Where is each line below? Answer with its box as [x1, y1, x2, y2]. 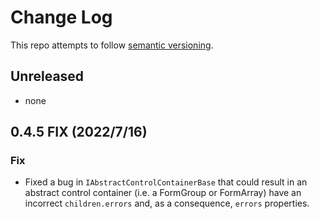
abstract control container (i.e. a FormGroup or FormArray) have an [24, 187, 302, 199]
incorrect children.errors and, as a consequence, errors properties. [24, 197, 310, 210]
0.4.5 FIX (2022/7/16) [10, 124, 148, 141]
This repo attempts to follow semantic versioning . [10, 39, 214, 51]
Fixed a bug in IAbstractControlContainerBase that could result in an [24, 176, 308, 188]
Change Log [10, 6, 113, 29]
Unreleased [10, 68, 85, 85]
